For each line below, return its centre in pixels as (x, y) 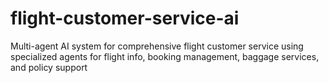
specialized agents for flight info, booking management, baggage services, (165, 56)
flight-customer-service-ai (125, 18)
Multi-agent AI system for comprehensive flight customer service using (157, 46)
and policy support (49, 67)
